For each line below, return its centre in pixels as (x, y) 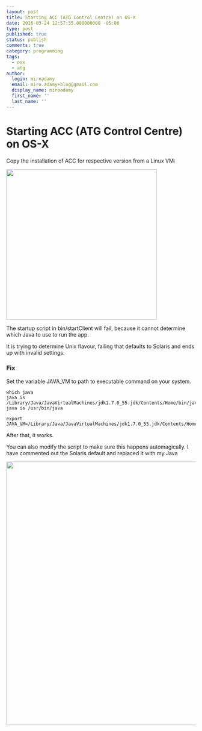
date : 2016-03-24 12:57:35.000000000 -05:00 (63, 23)
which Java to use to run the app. (47, 334)
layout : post (23, 12)
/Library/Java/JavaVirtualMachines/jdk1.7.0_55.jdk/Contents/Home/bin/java (103, 403)
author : (16, 73)
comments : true (25, 46)
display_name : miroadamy (43, 90)
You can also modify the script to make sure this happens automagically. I (97, 447)
